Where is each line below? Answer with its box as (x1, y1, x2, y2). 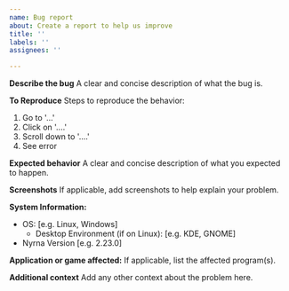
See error (21, 141, 58, 152)
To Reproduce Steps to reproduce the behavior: (9, 95, 185, 106)
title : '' (9, 29, 46, 38)
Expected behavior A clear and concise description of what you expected (9, 158, 281, 169)
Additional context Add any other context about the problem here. (9, 272, 253, 283)
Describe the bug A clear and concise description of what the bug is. (9, 78, 263, 89)
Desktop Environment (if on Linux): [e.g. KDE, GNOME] (35, 228, 237, 240)
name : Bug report (9, 12, 74, 22)
